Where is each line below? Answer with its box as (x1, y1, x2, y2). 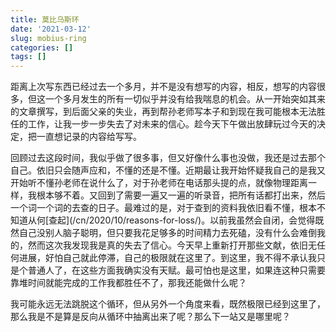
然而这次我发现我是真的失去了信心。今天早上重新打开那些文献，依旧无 (27, 239, 317, 251)
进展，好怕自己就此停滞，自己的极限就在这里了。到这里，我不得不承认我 (18, 252, 317, 264)
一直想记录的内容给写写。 (36, 131, 142, 143)
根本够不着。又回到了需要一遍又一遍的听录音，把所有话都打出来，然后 (36, 189, 326, 201)
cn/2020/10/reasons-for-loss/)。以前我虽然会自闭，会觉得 (75, 214, 316, 226)
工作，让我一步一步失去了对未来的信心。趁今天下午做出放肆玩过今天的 (27, 118, 317, 130)
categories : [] (10, 42, 74, 53)
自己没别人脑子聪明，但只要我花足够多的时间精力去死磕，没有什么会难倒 (18, 227, 317, 239)
